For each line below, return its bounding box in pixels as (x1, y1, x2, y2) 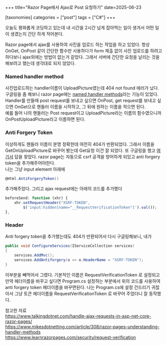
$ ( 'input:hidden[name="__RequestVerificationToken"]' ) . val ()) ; (23, 205, 157, 210)
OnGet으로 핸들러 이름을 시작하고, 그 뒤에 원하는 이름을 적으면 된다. (14, 104, 146, 110)
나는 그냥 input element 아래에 (5, 166, 65, 172)
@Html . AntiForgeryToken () (5, 176, 59, 181)
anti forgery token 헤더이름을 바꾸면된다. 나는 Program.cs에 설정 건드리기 (5, 284, 151, 290)
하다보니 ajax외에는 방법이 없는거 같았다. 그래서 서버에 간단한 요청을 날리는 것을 (5, 54, 160, 60)
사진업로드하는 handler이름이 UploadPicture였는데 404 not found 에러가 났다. (5, 85, 160, 91)
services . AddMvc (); (14, 253, 55, 258)
